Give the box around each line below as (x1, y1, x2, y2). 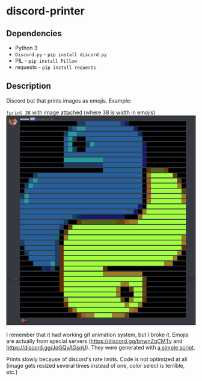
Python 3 (14, 44, 38, 51)
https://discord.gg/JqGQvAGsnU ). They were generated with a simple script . (6, 344, 195, 351)
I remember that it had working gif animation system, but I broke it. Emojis (6, 331, 189, 338)
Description (6, 81, 51, 91)
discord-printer (6, 4, 85, 18)
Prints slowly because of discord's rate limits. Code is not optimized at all (6, 355, 188, 363)
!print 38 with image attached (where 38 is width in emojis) (6, 109, 156, 116)
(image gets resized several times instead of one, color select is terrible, (6, 362, 185, 369)
